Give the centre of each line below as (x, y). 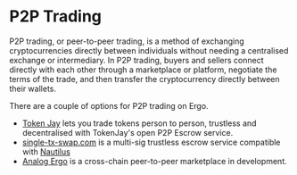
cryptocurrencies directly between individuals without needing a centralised (149, 50)
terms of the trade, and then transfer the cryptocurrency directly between (144, 79)
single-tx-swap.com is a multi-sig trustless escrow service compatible (151, 142)
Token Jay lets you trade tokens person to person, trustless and (139, 123)
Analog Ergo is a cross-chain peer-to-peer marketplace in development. (154, 161)
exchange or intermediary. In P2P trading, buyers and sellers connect (137, 60)
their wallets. (33, 88)
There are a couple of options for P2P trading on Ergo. (109, 105)
